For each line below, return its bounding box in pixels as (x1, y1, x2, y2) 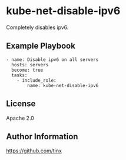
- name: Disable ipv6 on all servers (6, 56, 99, 63)
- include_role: (16, 77, 57, 84)
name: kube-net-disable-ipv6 (27, 82, 99, 88)
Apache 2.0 (6, 114, 34, 121)
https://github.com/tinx (6, 147, 62, 155)
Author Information (6, 132, 78, 142)
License (6, 99, 36, 109)
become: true (11, 67, 44, 73)
